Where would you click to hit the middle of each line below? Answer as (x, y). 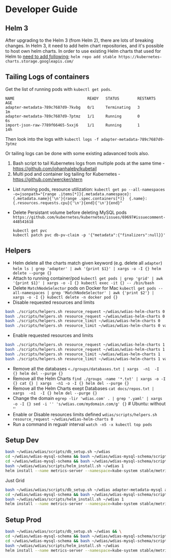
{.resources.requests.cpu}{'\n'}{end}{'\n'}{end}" (67, 203)
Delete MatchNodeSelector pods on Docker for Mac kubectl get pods (84, 288)
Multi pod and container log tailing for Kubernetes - (66, 174)
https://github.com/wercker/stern (48, 179)
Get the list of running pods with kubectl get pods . (59, 89)
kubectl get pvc (30, 230)
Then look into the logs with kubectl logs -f (52, 139)
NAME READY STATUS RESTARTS (81, 98)
